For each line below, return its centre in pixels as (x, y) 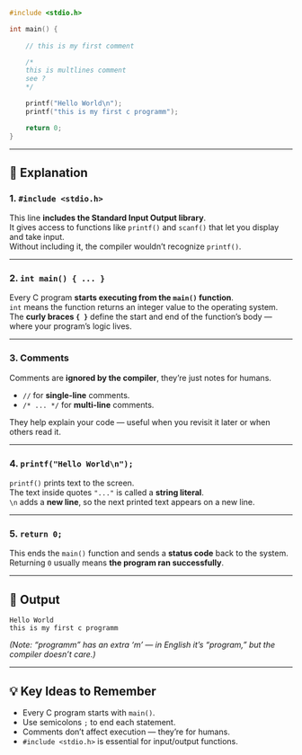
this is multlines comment (76, 71)
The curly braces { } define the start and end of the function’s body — (141, 317)
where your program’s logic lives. (71, 326)
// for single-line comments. (76, 395)
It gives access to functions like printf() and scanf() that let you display (144, 227)
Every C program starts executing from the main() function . (121, 298)
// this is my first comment (80, 46)
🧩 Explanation (49, 172)
